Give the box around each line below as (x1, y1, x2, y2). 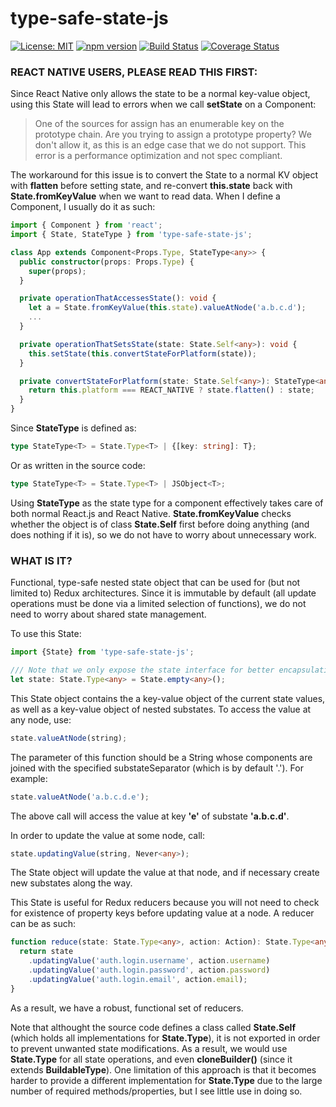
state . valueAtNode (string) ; (10, 733, 128, 743)
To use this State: (10, 628, 82, 640)
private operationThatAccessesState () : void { (19, 293, 217, 304)
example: (10, 772, 48, 784)
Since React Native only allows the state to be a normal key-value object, (10, 88, 311, 100)
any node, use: (10, 713, 72, 726)
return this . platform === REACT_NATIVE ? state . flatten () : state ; (28, 385, 315, 396)
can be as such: (10, 918, 77, 930)
